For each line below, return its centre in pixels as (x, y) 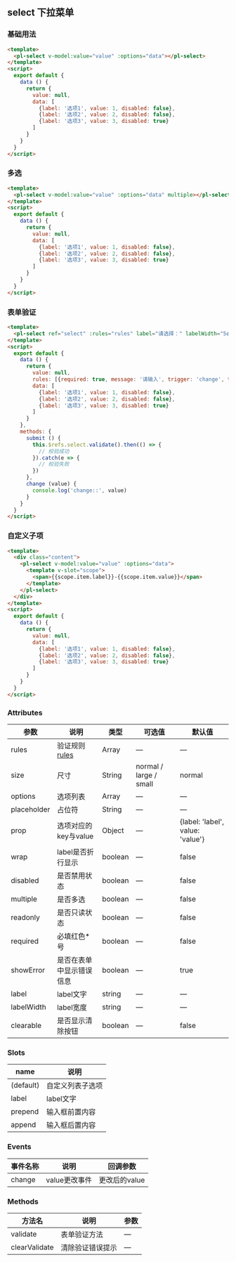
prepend (25, 1112)
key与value (76, 836)
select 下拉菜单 (41, 13)
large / (146, 775)
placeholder (31, 809)
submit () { (43, 438)
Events (19, 1147)
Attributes (25, 713)
